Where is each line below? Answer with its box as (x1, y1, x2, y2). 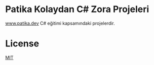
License (5, 38, 40, 49)
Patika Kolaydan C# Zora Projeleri (5, 4, 149, 15)
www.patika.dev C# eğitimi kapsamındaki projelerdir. (5, 20, 115, 26)
